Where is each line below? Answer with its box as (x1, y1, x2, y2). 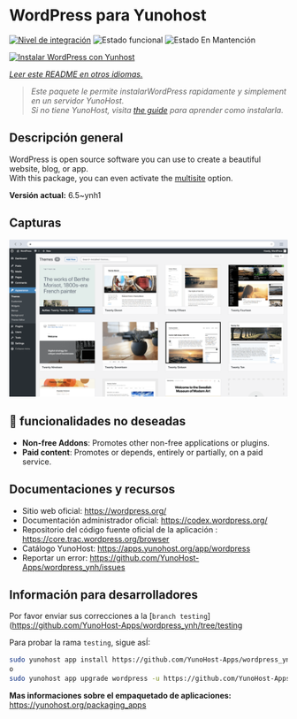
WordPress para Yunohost (9, 5, 207, 26)
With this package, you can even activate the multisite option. (9, 172, 233, 183)
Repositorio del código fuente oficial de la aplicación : (21, 524, 218, 535)
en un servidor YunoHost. (30, 95, 125, 106)
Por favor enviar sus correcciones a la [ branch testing (9, 611, 208, 622)
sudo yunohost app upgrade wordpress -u (9, 674, 161, 684)
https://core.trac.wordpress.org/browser (21, 533, 170, 544)
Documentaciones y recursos (9, 482, 175, 497)
